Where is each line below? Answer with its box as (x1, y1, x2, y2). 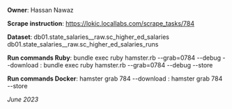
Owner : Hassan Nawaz (7, 6, 74, 14)
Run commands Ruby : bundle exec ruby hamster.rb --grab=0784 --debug (7, 53, 222, 62)
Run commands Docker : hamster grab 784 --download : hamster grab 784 (7, 74, 223, 83)
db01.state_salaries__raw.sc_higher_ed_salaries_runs (7, 40, 159, 48)
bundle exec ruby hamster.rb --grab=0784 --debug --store (43, 61, 213, 69)
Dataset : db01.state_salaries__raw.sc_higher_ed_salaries (7, 33, 169, 41)
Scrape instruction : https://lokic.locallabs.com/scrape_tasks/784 (7, 19, 195, 27)
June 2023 (7, 95, 39, 103)
